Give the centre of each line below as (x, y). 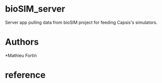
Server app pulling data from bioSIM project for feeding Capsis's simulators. (81, 22)
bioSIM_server (35, 9)
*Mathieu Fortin (21, 55)
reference (25, 75)
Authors (22, 42)
